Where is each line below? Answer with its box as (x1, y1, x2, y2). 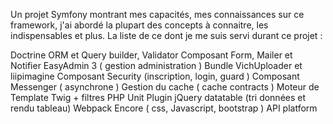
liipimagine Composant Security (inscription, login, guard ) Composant (10, 70, 300, 82)
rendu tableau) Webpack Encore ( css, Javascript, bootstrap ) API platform (10, 102, 318, 114)
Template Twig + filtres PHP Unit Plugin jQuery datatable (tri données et (10, 92, 307, 103)
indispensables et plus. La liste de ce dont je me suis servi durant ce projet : (10, 30, 323, 41)
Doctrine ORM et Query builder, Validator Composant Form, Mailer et (10, 49, 293, 61)
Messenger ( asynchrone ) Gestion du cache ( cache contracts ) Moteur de (10, 81, 320, 93)
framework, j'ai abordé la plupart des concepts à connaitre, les (10, 19, 269, 31)
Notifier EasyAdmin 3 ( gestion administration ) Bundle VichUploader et (10, 60, 303, 71)
